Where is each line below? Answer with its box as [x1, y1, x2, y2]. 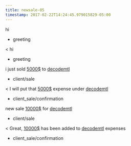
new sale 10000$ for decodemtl [5, 105, 73, 111]
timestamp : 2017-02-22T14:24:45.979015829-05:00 [5, 12, 111, 17]
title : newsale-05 [5, 7, 45, 13]
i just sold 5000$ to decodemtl [5, 66, 70, 72]
